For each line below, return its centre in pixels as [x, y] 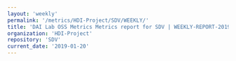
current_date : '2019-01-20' [48, 46]
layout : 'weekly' [33, 14]
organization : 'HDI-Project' [50, 33]
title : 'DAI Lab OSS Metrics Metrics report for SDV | [89, 27]
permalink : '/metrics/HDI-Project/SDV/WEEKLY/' [78, 20]
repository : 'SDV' [34, 40]
